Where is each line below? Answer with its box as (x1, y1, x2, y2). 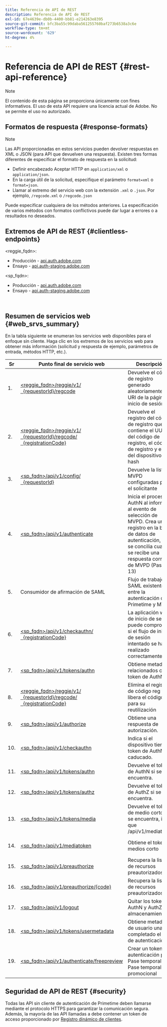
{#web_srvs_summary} (5, 320, 80, 328)
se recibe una (127, 549, 160, 556)
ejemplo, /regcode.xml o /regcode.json (12, 193, 92, 199)
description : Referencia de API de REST (5, 12, 90, 17)
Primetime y (127, 601, 156, 608)
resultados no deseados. (5, 212, 56, 218)
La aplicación (127, 609, 159, 616)
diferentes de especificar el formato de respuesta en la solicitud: (5, 156, 138, 162)
